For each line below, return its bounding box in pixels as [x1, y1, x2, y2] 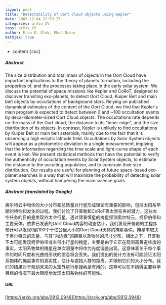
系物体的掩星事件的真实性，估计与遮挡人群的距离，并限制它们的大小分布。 [5, 257, 157, 263]
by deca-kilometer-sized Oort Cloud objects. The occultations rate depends [5, 114, 160, 120]
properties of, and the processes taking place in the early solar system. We [5, 83, 158, 89]
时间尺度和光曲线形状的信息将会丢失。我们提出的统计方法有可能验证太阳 [13, 251, 161, 257]
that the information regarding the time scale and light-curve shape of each [5, 146, 159, 152]
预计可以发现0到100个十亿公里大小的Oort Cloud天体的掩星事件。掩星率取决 [5, 226, 159, 233]
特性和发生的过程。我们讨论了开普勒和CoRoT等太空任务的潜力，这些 [13, 208, 153, 214]
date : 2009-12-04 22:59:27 [5, 16, 61, 21]
